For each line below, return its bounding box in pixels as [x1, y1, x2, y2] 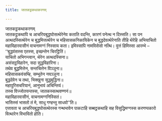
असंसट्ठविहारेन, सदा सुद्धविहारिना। [5, 59, 59, 66]
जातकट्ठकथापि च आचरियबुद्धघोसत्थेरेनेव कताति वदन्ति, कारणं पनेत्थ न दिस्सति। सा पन [5, 31, 143, 37]
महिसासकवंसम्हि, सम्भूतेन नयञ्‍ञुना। [5, 71, 63, 77]
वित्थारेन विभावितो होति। [5, 110, 44, 116]
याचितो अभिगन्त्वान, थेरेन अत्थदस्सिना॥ [5, 54, 68, 60]
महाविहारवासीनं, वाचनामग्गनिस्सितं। [5, 94, 62, 100]
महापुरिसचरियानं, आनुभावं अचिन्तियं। [5, 82, 64, 88]
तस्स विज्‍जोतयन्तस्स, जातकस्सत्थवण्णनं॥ [5, 88, 72, 94]
